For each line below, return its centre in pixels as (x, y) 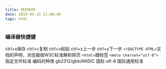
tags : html (16, 19)
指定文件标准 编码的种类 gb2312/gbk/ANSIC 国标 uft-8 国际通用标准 (74, 61)
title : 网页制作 (20, 10)
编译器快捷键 (21, 37)
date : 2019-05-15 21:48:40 (33, 14)
